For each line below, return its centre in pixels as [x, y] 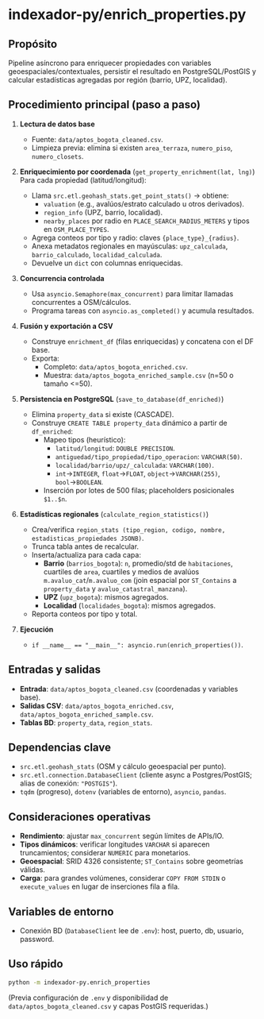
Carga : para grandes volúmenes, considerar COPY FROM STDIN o [122, 878]
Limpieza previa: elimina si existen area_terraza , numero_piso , [132, 148]
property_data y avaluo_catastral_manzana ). [115, 589]
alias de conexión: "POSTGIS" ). [69, 783]
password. [37, 940]
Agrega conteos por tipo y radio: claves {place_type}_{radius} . [135, 237]
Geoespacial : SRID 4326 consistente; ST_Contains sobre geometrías [131, 861]
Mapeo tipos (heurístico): [84, 439]
